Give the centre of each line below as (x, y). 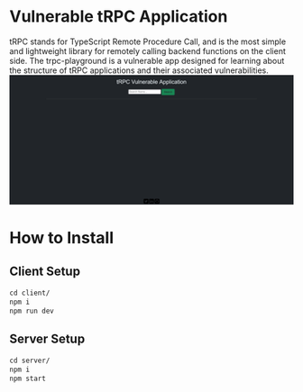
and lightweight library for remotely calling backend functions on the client (147, 50)
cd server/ (30, 361)
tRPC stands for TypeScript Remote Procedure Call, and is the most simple (148, 41)
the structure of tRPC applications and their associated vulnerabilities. (139, 70)
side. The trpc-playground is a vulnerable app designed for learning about (147, 60)
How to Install (62, 238)
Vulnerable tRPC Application (119, 17)
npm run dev (32, 311)
